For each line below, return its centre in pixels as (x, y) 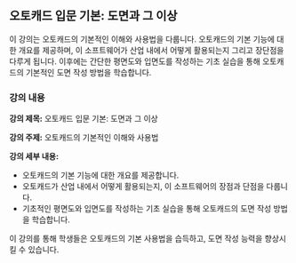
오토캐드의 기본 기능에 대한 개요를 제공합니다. (100, 175)
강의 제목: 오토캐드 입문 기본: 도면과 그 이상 (84, 119)
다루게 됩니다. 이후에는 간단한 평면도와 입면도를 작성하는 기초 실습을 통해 (135, 61)
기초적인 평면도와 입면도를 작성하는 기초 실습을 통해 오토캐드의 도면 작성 (147, 209)
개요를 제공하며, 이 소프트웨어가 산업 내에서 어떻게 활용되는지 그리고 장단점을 (151, 50)
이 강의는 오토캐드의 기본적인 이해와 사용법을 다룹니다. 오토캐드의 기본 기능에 (142, 39)
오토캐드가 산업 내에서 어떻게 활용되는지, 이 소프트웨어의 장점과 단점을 (143, 187)
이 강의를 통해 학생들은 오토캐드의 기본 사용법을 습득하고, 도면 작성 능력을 (136, 239)
